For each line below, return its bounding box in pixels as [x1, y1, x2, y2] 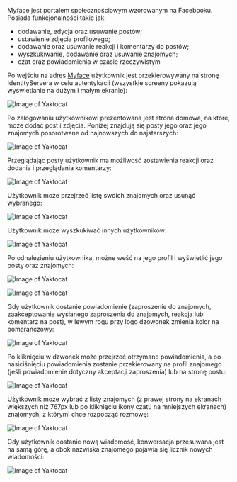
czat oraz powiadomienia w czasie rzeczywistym [17, 57, 161, 66]
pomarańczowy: [7, 325, 54, 333]
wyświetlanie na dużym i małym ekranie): [7, 86, 127, 94]
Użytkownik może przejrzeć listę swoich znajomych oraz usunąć [7, 191, 196, 199]
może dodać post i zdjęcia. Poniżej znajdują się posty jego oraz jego [7, 121, 207, 130]
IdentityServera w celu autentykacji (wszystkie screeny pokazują [7, 79, 197, 87]
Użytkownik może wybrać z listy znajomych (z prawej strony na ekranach [7, 395, 222, 403]
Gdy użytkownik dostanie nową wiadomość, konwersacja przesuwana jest [7, 437, 224, 446]
